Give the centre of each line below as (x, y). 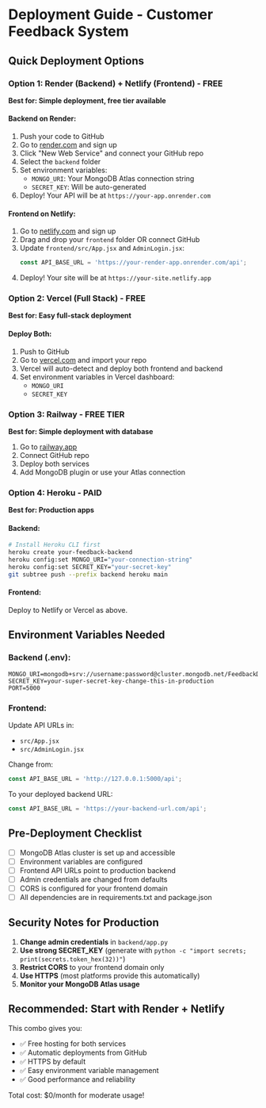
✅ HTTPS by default (53, 1061)
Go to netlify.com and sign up (68, 231)
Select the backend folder (60, 162)
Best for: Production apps (51, 510)
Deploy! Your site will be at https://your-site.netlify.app (115, 278)
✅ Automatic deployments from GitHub (84, 1052)
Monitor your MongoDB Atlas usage (80, 984)
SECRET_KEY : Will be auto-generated (89, 187)
